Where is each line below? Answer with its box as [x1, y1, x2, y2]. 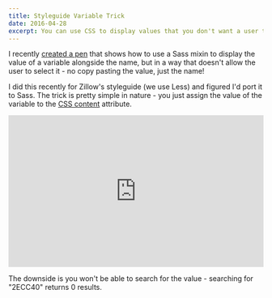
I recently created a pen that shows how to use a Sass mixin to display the [8, 49, 256, 59]
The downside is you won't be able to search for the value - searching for [8, 274, 253, 283]
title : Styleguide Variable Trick [8, 11, 125, 20]
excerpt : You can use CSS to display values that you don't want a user [8, 27, 259, 35]
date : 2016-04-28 [8, 19, 67, 28]
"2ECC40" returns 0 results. [8, 283, 103, 292]
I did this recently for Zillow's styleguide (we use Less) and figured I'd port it [8, 82, 263, 92]
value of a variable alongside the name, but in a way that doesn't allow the [8, 57, 257, 67]
